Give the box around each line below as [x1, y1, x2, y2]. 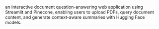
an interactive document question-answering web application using [5, 4, 143, 10]
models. [5, 19, 22, 25]
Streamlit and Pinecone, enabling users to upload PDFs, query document [5, 9, 154, 15]
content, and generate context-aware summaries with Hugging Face [5, 14, 145, 20]
